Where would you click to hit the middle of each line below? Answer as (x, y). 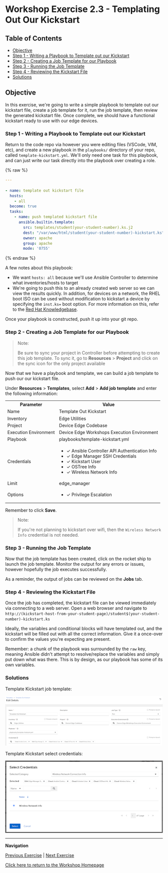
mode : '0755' (37, 249)
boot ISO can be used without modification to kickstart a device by (81, 299)
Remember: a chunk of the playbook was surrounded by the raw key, (76, 649)
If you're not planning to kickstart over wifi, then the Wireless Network (89, 530)
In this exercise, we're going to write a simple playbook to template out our (82, 105)
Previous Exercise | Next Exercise (40, 855)
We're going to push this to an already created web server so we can (83, 288)
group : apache (38, 243)
